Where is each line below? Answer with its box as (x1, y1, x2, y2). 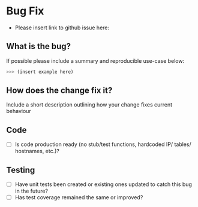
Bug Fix (6, 4, 44, 18)
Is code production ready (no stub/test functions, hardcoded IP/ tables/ (14, 141, 191, 148)
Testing (6, 165, 35, 175)
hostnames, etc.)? (14, 148, 60, 155)
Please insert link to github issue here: (14, 24, 110, 31)
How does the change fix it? (6, 86, 113, 96)
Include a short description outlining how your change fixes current (6, 101, 173, 108)
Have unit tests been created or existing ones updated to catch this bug (14, 181, 192, 188)
